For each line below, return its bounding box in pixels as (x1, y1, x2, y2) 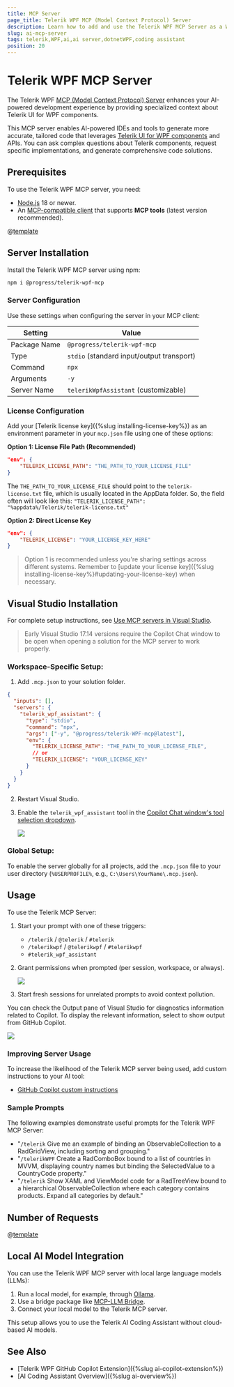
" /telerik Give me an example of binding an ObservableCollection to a (17, 1139, 221, 1148)
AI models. (26, 1326, 58, 1334)
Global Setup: (7, 846, 54, 856)
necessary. (24, 577, 56, 586)
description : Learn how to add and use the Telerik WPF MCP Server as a (7, 23, 223, 30)
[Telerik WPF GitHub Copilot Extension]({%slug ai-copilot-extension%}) (17, 1364, 224, 1372)
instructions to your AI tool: (7, 1072, 85, 1080)
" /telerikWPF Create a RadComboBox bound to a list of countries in (17, 1155, 211, 1163)
